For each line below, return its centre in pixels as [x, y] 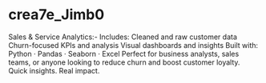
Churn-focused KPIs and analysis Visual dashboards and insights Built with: [133, 45]
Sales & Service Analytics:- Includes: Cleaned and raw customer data [123, 37]
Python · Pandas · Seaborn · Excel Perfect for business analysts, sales [124, 53]
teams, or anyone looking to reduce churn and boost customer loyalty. [124, 62]
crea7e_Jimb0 [56, 15]
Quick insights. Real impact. [54, 70]
